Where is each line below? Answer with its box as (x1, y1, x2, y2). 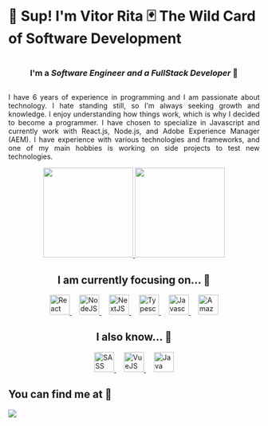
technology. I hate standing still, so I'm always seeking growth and (8, 101, 260, 111)
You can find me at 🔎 (8, 388, 112, 401)
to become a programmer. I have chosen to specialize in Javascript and (8, 118, 260, 128)
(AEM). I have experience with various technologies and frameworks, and (8, 135, 260, 144)
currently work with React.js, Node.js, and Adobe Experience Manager (8, 126, 260, 136)
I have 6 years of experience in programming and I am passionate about (8, 93, 260, 102)
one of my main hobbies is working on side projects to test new (8, 144, 260, 153)
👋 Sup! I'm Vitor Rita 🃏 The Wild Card (8, 7, 256, 26)
